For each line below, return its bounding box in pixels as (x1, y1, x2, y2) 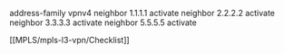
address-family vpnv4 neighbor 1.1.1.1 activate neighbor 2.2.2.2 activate (9, 8, 275, 18)
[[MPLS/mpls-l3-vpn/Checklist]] (9, 35, 130, 45)
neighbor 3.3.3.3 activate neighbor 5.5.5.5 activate (9, 17, 197, 28)
